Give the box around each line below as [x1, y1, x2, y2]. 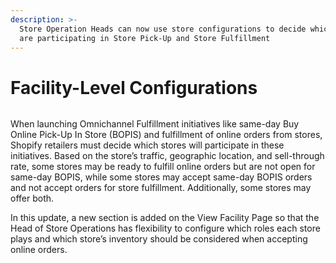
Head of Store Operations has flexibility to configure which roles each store [10, 222, 321, 235]
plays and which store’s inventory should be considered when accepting [10, 233, 308, 245]
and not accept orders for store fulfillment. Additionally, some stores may [10, 182, 312, 194]
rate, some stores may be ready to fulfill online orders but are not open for [10, 161, 316, 173]
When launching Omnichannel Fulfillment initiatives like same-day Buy [10, 118, 300, 130]
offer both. [10, 192, 55, 205]
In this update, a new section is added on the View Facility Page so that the [10, 212, 320, 224]
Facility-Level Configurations [10, 76, 258, 99]
